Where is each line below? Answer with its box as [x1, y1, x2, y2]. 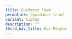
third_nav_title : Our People [5, 26, 67, 31]
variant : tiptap [5, 17, 40, 22]
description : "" [5, 21, 40, 27]
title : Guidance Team [5, 7, 51, 13]
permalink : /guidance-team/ [5, 12, 65, 17]
